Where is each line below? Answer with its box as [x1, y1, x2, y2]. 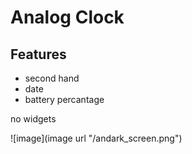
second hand [24, 72, 80, 84]
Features [10, 46, 67, 63]
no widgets [10, 113, 57, 125]
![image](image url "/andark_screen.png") [10, 132, 183, 144]
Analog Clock [10, 6, 125, 29]
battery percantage [24, 94, 105, 105]
